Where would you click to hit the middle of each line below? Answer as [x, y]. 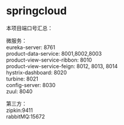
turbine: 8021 [22, 79]
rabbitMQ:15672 [26, 116]
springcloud [36, 11]
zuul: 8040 [19, 91]
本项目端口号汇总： [30, 28]
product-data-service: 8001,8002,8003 [54, 53]
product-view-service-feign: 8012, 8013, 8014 [62, 66]
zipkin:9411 [19, 110]
